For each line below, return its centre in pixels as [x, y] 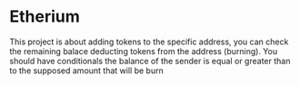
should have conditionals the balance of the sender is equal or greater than [150, 61]
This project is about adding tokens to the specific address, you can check [149, 42]
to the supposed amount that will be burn [86, 71]
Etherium [45, 17]
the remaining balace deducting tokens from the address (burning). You [144, 51]
